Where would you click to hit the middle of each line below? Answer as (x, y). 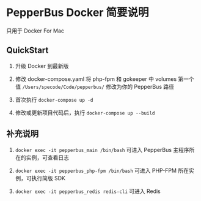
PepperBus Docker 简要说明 (78, 13)
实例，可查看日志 (47, 157)
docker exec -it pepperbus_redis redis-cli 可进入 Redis (88, 191)
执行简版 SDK (49, 178)
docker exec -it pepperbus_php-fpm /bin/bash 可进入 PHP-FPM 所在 (102, 170)
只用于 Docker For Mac (35, 31)
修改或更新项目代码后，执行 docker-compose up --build (85, 112)
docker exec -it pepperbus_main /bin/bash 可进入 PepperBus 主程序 (102, 150)
